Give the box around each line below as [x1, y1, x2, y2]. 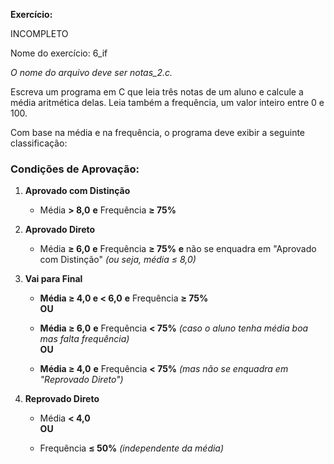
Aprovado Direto [24, 224, 96, 236]
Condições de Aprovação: [10, 162, 140, 176]
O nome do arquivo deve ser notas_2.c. [10, 67, 173, 78]
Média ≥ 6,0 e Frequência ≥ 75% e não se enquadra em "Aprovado [39, 243, 317, 255]
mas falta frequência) [39, 333, 130, 345]
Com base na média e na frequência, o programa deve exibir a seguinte [10, 127, 306, 138]
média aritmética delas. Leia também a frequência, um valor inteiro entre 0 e [10, 97, 325, 108]
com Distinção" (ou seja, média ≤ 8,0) [39, 254, 197, 266]
